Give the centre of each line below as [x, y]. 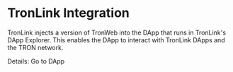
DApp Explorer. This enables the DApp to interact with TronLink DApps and [116, 40]
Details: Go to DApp [36, 61]
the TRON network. [35, 47]
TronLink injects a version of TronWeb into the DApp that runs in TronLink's [117, 32]
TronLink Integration [68, 13]
